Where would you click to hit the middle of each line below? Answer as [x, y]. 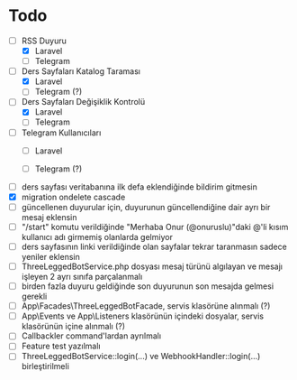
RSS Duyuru [44, 41]
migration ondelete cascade [73, 197]
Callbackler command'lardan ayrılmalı [91, 336]
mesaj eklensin [49, 217]
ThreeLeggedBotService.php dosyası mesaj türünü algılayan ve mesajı [152, 266]
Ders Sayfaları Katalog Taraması [81, 71]
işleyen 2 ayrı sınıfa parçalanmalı [82, 277]
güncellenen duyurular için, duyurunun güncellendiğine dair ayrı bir [146, 207]
